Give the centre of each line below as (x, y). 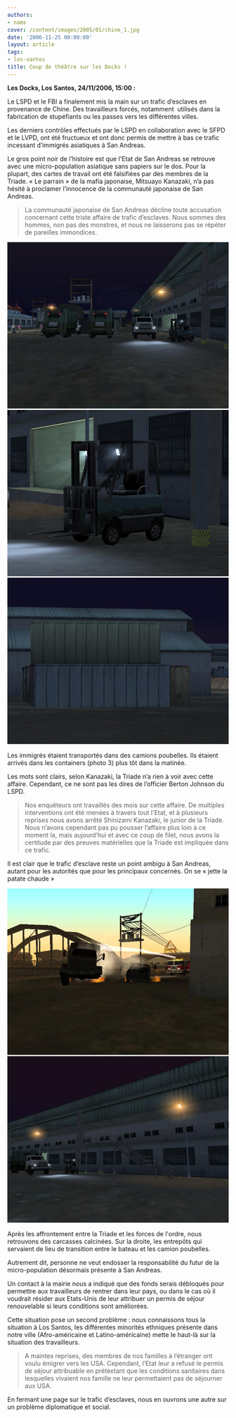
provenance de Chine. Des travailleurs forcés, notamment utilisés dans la (114, 108)
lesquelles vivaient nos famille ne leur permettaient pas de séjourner (123, 1378)
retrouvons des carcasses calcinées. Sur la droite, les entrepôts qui (105, 1241)
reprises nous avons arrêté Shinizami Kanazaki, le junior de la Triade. (124, 820)
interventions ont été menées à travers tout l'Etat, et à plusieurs (116, 812)
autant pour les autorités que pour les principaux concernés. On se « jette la (117, 871)
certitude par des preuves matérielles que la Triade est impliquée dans (126, 842)
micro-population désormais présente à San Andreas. (85, 1270)
